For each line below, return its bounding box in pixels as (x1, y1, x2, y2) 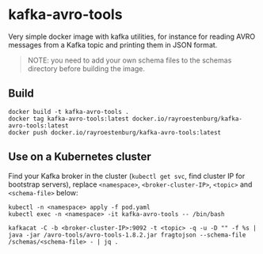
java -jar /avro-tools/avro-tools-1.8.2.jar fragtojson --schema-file (8, 231, 246, 239)
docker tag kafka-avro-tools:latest (8, 115, 129, 123)
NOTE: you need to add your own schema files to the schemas (27, 55, 232, 65)
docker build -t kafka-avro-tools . (8, 108, 129, 116)
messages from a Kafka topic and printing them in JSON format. (8, 40, 218, 49)
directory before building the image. (27, 63, 145, 73)
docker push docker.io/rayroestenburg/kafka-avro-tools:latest (8, 128, 222, 136)
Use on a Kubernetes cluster (8, 150, 152, 164)
